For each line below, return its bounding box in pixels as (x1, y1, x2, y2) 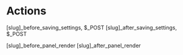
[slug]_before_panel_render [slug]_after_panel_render (6, 42, 141, 49)
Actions (6, 4, 47, 18)
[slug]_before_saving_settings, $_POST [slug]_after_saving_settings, (6, 24, 178, 31)
